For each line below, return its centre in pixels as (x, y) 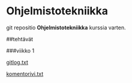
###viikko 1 (20, 50)
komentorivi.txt (25, 73)
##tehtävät (20, 39)
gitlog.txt (17, 62)
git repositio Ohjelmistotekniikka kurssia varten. (66, 27)
